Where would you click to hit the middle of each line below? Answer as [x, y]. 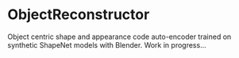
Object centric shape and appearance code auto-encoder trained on [119, 37]
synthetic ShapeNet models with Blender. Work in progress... [107, 44]
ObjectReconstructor [79, 15]
